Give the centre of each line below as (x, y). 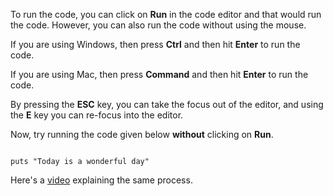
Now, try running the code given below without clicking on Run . (142, 134)
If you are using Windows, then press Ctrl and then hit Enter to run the (155, 44)
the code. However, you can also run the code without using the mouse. (158, 25)
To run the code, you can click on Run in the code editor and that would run (166, 14)
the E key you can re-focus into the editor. (97, 115)
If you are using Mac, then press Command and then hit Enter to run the (159, 74)
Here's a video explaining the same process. (101, 180)
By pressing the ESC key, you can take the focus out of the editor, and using (167, 104)
